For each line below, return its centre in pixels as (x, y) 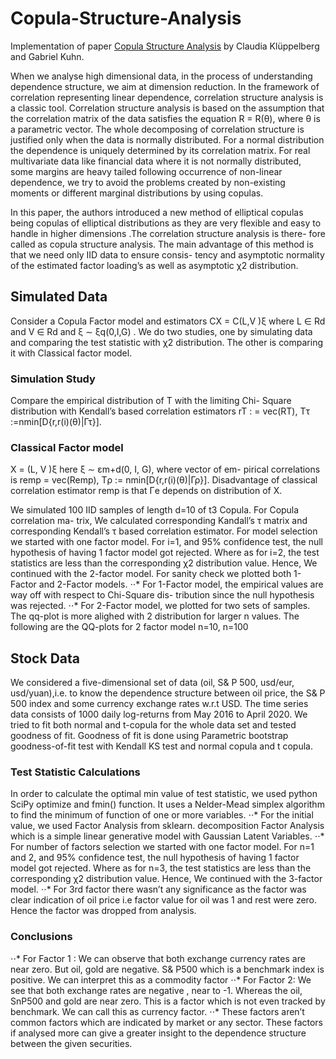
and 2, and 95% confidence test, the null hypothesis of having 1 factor (155, 858)
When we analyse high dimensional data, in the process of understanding (161, 76)
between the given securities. (71, 1043)
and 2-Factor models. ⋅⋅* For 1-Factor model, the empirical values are (181, 584)
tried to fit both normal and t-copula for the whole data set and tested (153, 725)
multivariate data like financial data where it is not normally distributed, (156, 161)
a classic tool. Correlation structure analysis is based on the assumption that (167, 108)
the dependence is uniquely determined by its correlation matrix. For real (160, 150)
